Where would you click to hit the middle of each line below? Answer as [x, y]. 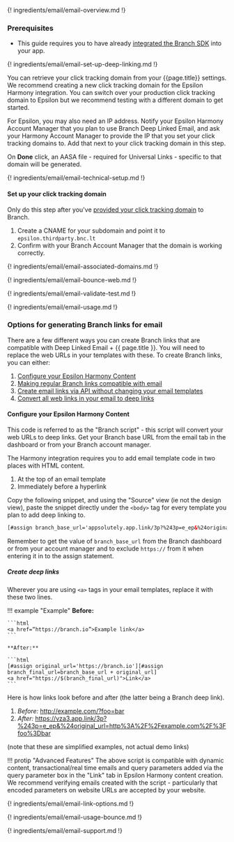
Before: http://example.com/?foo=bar [71, 711]
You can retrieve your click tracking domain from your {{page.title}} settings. [117, 78]
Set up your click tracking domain [57, 194]
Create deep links [33, 572]
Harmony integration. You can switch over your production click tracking [111, 93]
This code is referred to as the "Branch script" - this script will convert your [115, 430]
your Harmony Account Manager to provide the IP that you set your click [111, 136]
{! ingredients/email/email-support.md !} [65, 830]
